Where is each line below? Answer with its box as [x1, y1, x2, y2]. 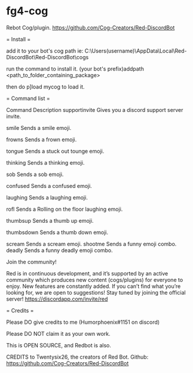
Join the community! [6, 258, 57, 265]
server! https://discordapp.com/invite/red [6, 295, 108, 302]
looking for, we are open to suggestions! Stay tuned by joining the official [6, 289, 186, 296]
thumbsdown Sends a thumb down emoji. [6, 229, 109, 236]
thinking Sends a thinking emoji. [6, 159, 85, 166]
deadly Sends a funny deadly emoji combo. [6, 247, 114, 254]
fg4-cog [6, 4, 48, 18]
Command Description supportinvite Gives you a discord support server [6, 106, 183, 113]
